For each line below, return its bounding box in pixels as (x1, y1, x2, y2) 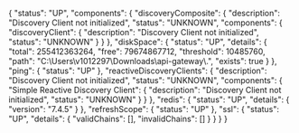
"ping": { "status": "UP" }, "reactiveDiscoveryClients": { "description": (8, 65, 267, 76)
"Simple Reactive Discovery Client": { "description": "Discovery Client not (8, 85, 282, 95)
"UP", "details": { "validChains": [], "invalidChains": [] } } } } (8, 113, 228, 124)
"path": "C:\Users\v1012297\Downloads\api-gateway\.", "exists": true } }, (8, 56, 277, 66)
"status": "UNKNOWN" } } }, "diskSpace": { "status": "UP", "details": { (8, 36, 267, 47)
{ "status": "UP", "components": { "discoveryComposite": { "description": (8, 8, 281, 18)
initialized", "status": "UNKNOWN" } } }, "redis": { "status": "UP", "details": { (8, 94, 290, 105)
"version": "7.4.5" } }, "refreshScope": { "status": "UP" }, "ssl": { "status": (8, 104, 280, 114)
